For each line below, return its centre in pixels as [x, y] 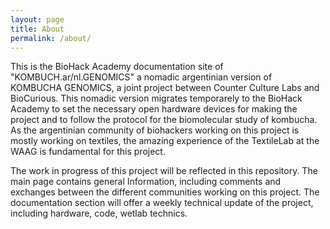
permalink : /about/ [51, 38]
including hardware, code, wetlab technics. [99, 213]
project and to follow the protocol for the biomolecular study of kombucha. [164, 120]
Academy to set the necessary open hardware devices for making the [154, 109]
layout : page [37, 19]
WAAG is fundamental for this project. [88, 152]
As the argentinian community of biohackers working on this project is [155, 130]
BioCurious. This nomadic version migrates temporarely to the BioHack [156, 98]
